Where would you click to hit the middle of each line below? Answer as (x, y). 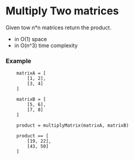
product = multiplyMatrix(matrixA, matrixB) (73, 126)
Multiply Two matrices (62, 11)
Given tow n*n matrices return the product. (59, 27)
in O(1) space (31, 39)
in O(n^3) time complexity (46, 45)
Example (19, 61)
